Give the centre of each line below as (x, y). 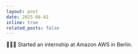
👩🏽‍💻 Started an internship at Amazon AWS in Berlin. (69, 45)
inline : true (22, 22)
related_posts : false (33, 28)
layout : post (22, 11)
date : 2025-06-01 (28, 17)
